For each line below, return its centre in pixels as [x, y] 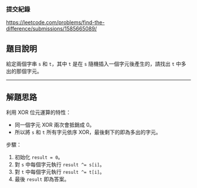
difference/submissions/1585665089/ [52, 29]
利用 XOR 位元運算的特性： [39, 112]
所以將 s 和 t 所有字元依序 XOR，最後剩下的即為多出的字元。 [88, 132]
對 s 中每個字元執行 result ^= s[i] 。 [60, 164]
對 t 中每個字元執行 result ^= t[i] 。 [60, 172]
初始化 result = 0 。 [39, 157]
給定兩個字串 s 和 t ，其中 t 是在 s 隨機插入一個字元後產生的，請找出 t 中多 [96, 64]
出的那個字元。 [24, 71]
